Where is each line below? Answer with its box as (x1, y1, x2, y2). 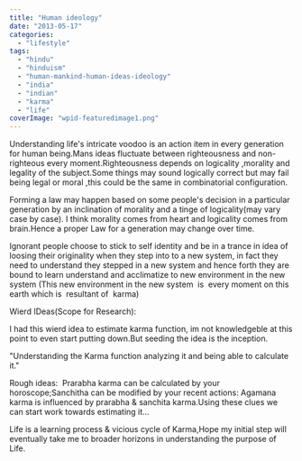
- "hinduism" (17, 64, 67, 73)
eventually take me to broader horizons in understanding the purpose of (9, 434, 277, 445)
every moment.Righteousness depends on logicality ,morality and (46, 158, 290, 169)
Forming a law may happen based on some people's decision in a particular (9, 195, 290, 206)
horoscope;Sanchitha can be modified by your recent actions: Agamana (9, 387, 277, 398)
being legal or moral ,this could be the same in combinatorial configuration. (9, 177, 288, 188)
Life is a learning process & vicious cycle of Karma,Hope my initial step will (9, 424, 287, 435)
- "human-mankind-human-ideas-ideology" (17, 72, 171, 81)
